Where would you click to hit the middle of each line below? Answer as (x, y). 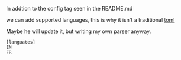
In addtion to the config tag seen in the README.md (70, 9)
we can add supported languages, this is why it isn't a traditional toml (90, 20)
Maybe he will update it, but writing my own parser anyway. (79, 31)
